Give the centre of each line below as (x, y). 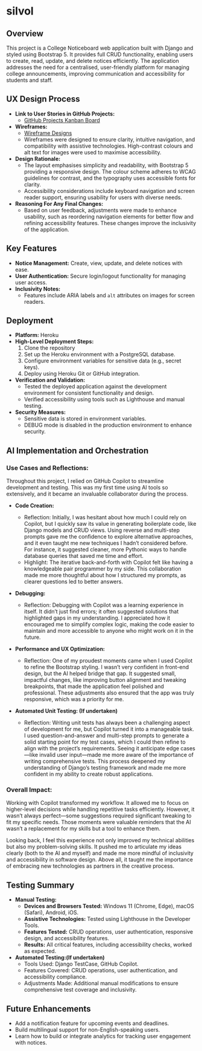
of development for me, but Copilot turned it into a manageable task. (109, 729)
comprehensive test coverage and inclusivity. (80, 990)
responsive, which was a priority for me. (74, 699)
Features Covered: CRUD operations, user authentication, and (101, 971)
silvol (20, 11)
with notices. (31, 1043)
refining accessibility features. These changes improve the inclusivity (110, 223)
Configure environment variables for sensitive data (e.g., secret (103, 361)
